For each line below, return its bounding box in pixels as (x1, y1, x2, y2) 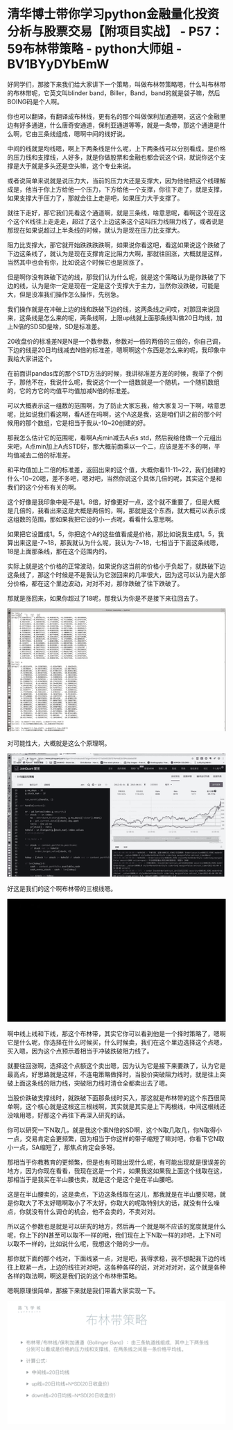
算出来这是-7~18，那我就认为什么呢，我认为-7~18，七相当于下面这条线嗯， (7, 538, 223, 547)
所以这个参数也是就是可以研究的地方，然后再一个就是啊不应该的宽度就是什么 (7, 1222, 226, 1231)
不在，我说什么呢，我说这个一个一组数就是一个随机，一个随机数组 (31, 378, 220, 386)
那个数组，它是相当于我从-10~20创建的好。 (25, 418, 150, 427)
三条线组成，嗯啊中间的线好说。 (37, 129, 129, 138)
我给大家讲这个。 (7, 354, 56, 363)
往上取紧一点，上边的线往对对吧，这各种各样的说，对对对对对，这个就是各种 (7, 1263, 226, 1272)
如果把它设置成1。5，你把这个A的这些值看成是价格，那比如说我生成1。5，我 (7, 529, 224, 538)
